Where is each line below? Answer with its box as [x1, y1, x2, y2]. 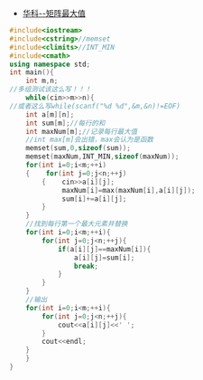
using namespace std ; [9, 60, 91, 69]
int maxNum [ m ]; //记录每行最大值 [25, 127, 138, 136]
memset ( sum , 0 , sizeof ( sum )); [25, 144, 131, 153]
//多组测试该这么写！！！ [9, 85, 92, 94]
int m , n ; [25, 76, 59, 86]
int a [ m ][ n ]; [25, 109, 75, 119]
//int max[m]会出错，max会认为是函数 [25, 135, 153, 145]
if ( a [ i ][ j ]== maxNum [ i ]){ [57, 244, 152, 253]
